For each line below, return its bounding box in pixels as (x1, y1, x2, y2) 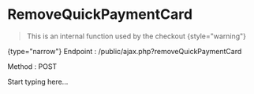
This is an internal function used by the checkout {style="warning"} (26, 31, 246, 41)
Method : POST (7, 61, 58, 71)
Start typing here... (7, 77, 69, 86)
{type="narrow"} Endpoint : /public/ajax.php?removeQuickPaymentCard (7, 46, 242, 56)
